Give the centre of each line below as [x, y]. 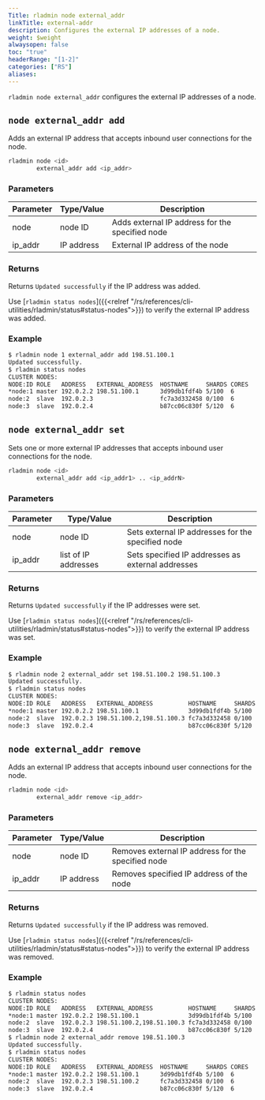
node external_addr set [67, 430]
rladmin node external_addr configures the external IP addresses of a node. [132, 96]
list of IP [75, 555]
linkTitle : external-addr [50, 23]
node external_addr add [67, 121]
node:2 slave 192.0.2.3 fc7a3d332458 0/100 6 [121, 399]
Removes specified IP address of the [180, 874]
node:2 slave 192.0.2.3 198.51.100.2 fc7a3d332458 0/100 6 [121, 1082]
